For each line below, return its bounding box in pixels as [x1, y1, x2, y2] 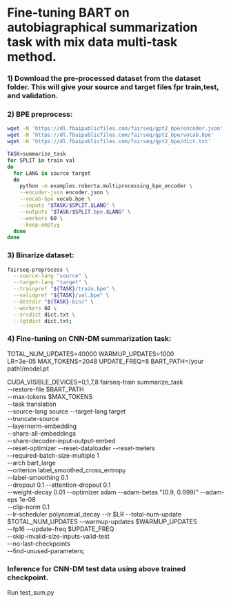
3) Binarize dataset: [7, 250, 74, 260]
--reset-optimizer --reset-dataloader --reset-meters [7, 444, 155, 452]
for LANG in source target [13, 169, 91, 177]
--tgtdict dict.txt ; [13, 317, 72, 324]
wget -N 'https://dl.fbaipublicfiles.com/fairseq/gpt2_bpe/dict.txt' [7, 138, 212, 145]
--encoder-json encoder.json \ [19, 189, 110, 196]
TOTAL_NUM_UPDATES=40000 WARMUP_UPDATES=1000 [7, 349, 174, 358]
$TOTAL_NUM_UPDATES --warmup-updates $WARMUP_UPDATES [7, 517, 198, 526]
